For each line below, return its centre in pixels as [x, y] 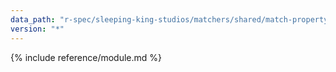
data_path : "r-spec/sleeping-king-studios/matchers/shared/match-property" [171, 19]
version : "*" [37, 29]
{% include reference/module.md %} [86, 57]
